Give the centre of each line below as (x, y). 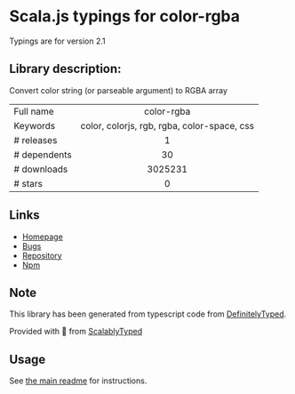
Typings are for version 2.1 (58, 41)
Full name (34, 111)
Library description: (65, 69)
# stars (28, 183)
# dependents (43, 155)
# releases (36, 140)
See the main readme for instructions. (78, 381)
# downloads (41, 169)
